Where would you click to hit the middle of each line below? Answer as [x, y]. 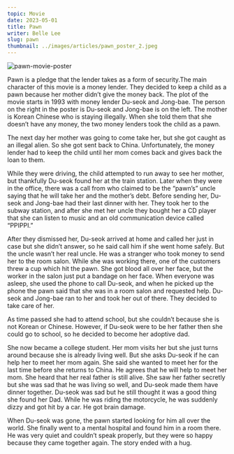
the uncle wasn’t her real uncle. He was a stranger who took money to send [116, 254]
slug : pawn [23, 40]
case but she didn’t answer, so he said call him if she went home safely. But [116, 246]
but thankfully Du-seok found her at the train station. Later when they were [115, 181]
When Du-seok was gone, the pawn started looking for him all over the [109, 420]
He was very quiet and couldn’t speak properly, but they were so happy [110, 435]
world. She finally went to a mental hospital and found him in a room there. [114, 428]
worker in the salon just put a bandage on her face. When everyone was [111, 276]
